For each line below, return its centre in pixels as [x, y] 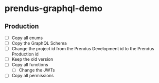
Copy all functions [30, 65]
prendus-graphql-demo [53, 8]
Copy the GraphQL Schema [39, 43]
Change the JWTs [37, 70]
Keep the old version [32, 59]
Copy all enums [27, 38]
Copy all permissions [33, 76]
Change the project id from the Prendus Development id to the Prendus [83, 49]
